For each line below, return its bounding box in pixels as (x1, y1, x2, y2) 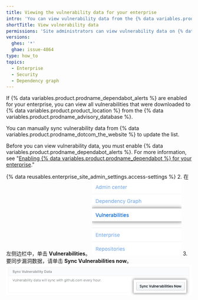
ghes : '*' (11, 41, 35, 46)
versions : (6, 34, 31, 41)
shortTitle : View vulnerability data (6, 22, 99, 28)
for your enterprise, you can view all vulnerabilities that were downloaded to (6, 101, 191, 108)
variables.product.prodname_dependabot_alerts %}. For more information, (6, 149, 187, 156)
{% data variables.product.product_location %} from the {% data (6, 107, 164, 114)
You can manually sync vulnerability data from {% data (6, 125, 140, 132)
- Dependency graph (11, 78, 60, 84)
